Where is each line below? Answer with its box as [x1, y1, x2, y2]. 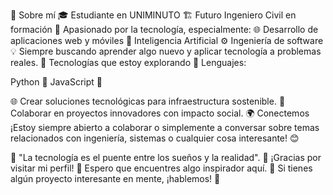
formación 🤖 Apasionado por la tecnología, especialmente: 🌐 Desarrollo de [10, 24, 319, 35]
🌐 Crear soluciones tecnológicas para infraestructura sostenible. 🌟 [10, 95, 286, 107]
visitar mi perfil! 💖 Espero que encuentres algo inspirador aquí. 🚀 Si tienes [10, 162, 313, 174]
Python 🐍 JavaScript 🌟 [10, 76, 103, 88]
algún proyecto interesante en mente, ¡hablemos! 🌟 [10, 173, 221, 184]
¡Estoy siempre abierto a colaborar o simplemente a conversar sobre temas [10, 122, 320, 133]
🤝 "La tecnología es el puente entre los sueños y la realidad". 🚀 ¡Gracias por [10, 152, 322, 163]
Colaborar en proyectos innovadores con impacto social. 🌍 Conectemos [10, 107, 310, 119]
